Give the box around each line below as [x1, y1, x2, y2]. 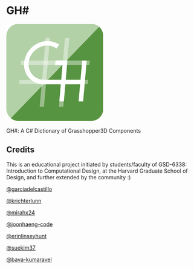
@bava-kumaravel [6, 256, 53, 263]
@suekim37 [6, 244, 36, 251]
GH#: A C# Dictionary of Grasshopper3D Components [6, 127, 141, 134]
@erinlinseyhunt [6, 232, 47, 239]
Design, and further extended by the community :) [6, 173, 131, 181]
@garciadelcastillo [6, 185, 53, 193]
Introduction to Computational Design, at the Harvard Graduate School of [6, 167, 189, 174]
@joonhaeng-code [6, 221, 53, 228]
